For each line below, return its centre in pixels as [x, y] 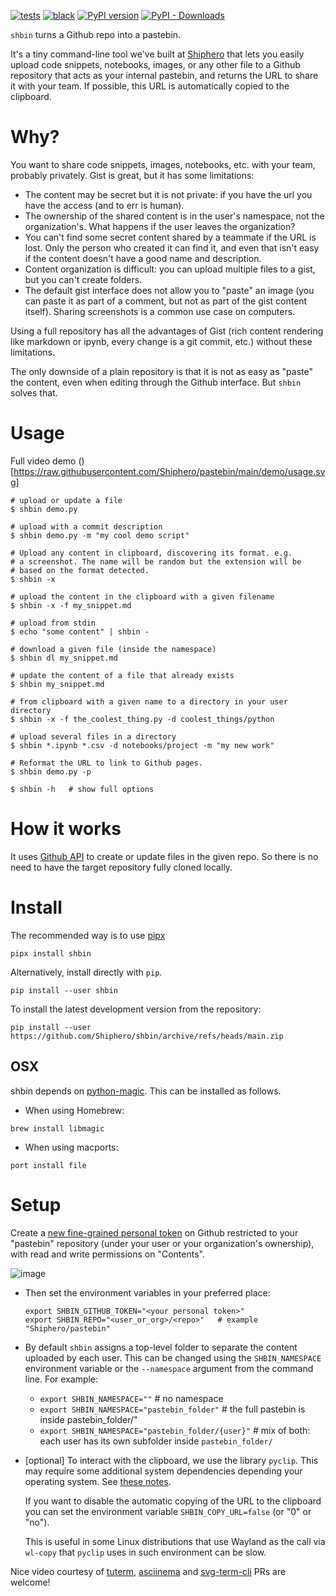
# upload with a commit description [86, 526]
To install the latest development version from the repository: [136, 1009]
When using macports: [71, 1147]
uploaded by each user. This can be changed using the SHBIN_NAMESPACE [173, 1357]
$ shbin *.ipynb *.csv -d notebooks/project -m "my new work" [142, 745]
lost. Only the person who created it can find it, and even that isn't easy [172, 247]
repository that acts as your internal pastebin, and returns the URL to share [164, 75]
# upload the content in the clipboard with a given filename [142, 596]
